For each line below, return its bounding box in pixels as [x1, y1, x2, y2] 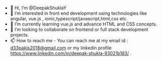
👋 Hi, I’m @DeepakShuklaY [10, 5, 67, 11]
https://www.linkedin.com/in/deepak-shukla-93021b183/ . [10, 50, 132, 56]
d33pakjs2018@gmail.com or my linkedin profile [10, 45, 112, 51]
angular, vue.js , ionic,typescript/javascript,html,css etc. [10, 16, 128, 21]
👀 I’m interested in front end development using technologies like [10, 10, 147, 16]
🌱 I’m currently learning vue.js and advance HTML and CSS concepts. [10, 21, 157, 27]
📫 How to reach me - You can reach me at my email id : [10, 38, 128, 43]
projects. [10, 32, 29, 38]
